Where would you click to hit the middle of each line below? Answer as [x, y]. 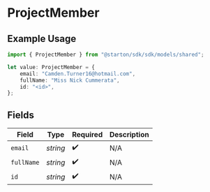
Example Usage [42, 39]
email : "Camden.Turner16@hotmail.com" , [78, 74]
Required [88, 135]
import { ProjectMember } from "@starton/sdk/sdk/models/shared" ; [106, 54]
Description [129, 135]
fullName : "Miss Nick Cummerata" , [70, 80]
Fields [21, 115]
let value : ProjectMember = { [51, 67]
